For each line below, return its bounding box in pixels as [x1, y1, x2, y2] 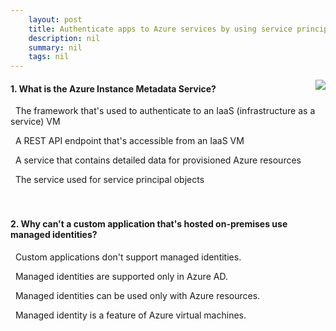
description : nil [28, 33, 101, 43]
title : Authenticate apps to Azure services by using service [28, 24, 293, 34]
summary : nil [28, 42, 83, 53]
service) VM [10, 116, 61, 128]
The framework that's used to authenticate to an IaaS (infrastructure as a [14, 105, 316, 117]
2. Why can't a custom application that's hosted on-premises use [10, 217, 288, 230]
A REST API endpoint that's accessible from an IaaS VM [14, 135, 245, 147]
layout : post [28, 14, 83, 25]
